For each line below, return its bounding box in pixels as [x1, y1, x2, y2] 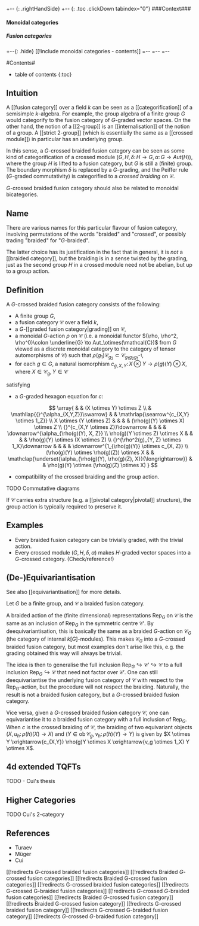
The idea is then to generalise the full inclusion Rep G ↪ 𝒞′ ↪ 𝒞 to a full [6, 661, 182, 669]
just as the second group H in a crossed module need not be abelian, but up [6, 261, 192, 269]
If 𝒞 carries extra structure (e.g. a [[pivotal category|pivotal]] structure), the [6, 496, 192, 503]
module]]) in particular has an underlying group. [6, 136, 124, 143]
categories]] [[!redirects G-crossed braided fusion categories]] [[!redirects [6, 881, 189, 888]
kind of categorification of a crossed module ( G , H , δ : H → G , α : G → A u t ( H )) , [6, 154, 193, 161]
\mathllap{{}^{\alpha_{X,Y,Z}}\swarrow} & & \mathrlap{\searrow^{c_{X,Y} [11, 410, 189, 418]
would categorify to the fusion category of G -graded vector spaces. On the [6, 117, 191, 124]
